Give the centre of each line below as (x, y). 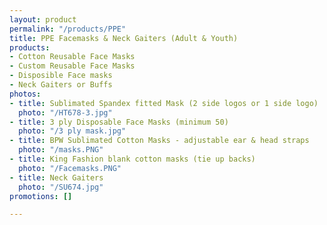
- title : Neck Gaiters (56, 177)
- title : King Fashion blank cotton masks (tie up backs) (132, 159)
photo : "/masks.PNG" (61, 150)
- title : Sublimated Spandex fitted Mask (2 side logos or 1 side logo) (164, 103)
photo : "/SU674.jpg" (61, 187)
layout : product (43, 19)
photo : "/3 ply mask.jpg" (72, 131)
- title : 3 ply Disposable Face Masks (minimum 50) (119, 122)
